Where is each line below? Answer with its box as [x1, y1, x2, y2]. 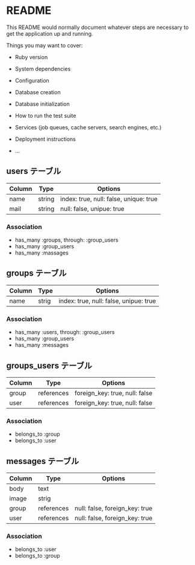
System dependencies [14, 65, 71, 73]
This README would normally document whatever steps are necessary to [6, 24, 189, 31]
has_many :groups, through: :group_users [14, 236, 119, 244]
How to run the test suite [14, 112, 76, 119]
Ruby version [14, 53, 48, 60]
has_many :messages [14, 341, 69, 349]
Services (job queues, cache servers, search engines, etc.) [14, 123, 162, 131]
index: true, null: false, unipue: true [58, 297, 156, 305]
